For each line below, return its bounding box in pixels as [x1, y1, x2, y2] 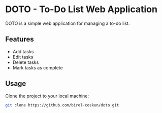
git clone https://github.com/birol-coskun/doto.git [5, 102, 119, 107]
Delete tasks [12, 59, 39, 65]
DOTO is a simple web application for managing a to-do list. [5, 20, 130, 26]
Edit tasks [12, 54, 34, 60]
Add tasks [12, 48, 34, 54]
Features [5, 35, 34, 44]
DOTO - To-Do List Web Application [5, 4, 157, 15]
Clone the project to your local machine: [5, 93, 89, 99]
